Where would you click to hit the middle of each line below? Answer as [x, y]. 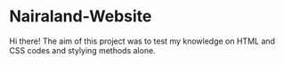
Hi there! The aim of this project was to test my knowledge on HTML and [142, 41]
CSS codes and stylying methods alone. [82, 50]
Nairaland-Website [81, 16]
